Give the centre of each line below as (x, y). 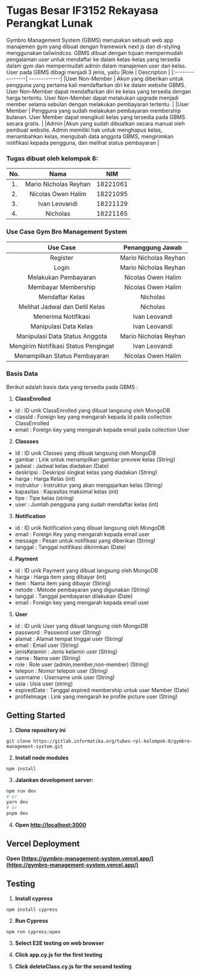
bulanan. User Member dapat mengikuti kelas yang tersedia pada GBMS (96, 117)
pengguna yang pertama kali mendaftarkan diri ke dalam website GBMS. (96, 85)
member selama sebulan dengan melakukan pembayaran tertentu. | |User (98, 104)
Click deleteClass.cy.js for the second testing (73, 966)
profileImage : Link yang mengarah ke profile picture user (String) (96, 696)
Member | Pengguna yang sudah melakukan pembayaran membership (94, 111)
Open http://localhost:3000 (50, 825)
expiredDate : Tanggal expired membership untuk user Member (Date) (102, 690)
